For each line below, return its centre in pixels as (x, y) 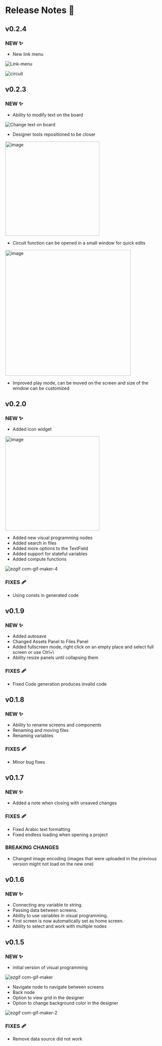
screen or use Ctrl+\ (33, 652)
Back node (24, 992)
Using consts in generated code (45, 595)
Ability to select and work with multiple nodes (59, 926)
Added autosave (29, 636)
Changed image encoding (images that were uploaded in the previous (85, 858)
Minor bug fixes (29, 762)
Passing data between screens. (45, 910)
